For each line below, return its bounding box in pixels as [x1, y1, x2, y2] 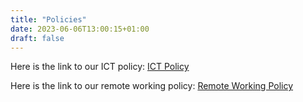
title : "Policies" [10, 14, 87, 25]
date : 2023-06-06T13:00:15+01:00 [10, 24, 150, 34]
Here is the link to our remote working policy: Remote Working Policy [10, 80, 294, 92]
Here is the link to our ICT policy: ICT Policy [10, 61, 190, 73]
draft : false [10, 33, 65, 43]
